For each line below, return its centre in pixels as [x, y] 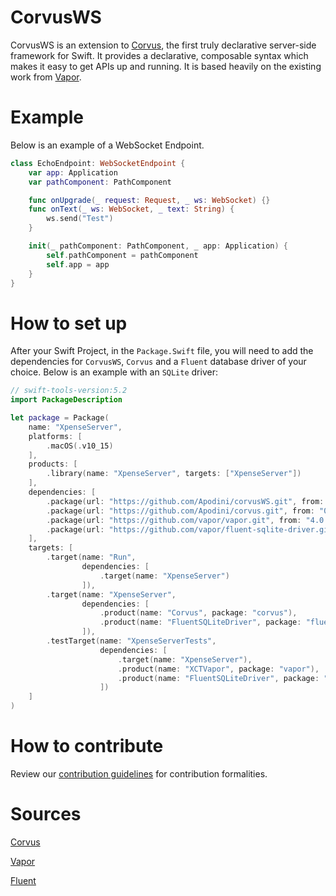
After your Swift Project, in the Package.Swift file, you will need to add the [162, 351]
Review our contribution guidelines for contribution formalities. [139, 774]
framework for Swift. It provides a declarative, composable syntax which [159, 55]
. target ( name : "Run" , [91, 557]
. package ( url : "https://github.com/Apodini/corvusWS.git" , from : [185, 501]
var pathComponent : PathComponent [100, 182]
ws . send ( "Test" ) [80, 219]
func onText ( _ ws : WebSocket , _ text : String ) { [131, 209]
